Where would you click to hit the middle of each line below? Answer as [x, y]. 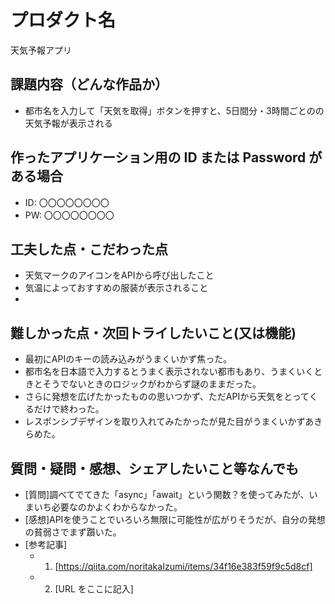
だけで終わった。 [69, 409]
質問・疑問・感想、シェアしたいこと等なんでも [154, 468]
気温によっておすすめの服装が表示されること [116, 288]
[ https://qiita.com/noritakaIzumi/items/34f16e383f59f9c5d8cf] [183, 566]
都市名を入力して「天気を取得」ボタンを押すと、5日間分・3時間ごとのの [174, 110]
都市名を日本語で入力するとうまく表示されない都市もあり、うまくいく [169, 372]
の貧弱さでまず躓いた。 [73, 532]
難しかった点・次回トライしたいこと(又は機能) [153, 332]
